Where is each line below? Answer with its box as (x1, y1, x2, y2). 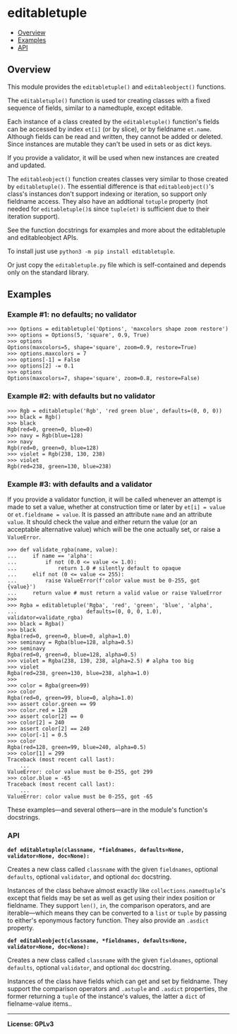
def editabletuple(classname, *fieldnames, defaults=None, (7, 846, 185, 854)
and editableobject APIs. (7, 233, 79, 241)
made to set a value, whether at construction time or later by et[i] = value (7, 503, 226, 511)
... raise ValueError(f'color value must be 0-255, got (7, 577, 200, 585)
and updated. (7, 161, 47, 169)
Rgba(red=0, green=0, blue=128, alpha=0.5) (7, 651, 138, 659)
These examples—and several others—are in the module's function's (7, 805, 208, 814)
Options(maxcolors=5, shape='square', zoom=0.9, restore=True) (7, 344, 197, 351)
